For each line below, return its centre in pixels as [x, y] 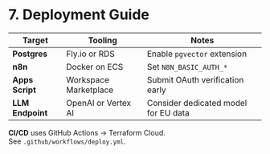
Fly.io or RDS [90, 54]
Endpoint [30, 112]
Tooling [103, 40]
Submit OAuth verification [196, 79]
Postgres [30, 54]
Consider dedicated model [197, 103]
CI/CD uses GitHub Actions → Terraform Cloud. [87, 132]
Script [24, 90]
